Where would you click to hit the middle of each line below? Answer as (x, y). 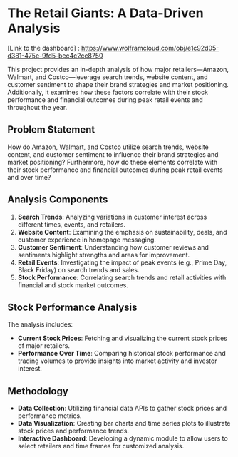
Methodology (38, 391)
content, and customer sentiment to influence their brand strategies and (113, 154)
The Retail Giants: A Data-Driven (106, 13)
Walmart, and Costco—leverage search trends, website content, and (108, 77)
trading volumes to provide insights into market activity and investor (117, 361)
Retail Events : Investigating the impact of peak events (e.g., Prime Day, (122, 262)
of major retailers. (43, 346)
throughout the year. (37, 107)
